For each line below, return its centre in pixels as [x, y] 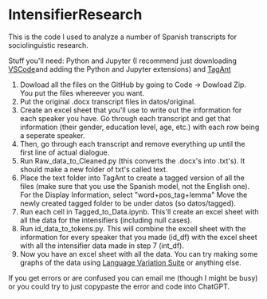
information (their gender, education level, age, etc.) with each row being [139, 127]
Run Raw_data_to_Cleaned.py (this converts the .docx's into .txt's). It [132, 160]
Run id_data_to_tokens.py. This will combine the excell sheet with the [133, 228]
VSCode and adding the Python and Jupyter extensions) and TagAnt [120, 69]
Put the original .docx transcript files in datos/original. [108, 101]
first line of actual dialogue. [65, 152]
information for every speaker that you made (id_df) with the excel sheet [138, 237]
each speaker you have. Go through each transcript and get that [125, 118]
